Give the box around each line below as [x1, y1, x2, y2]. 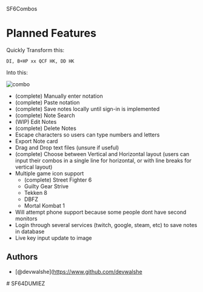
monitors [15, 215, 38, 222]
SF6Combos [6, 5, 38, 12]
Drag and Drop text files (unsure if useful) [15, 144, 119, 151]
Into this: [6, 69, 28, 76]
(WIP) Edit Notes [15, 118, 57, 125]
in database [15, 228, 45, 235]
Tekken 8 [24, 189, 47, 196]
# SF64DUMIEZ [6, 279, 45, 287]
